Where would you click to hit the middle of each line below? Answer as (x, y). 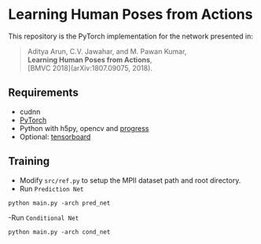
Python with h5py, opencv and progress (84, 128)
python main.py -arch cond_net (59, 232)
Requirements (43, 93)
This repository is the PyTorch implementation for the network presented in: (130, 36)
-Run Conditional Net (44, 217)
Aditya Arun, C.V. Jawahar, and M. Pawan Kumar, (107, 51)
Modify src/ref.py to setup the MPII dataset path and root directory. (130, 180)
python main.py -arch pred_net (59, 203)
